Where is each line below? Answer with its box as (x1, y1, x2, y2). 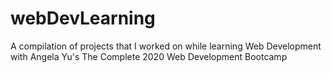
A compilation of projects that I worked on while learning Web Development (10, 40, 322, 52)
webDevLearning (10, 7, 156, 30)
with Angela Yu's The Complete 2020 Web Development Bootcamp (10, 50, 288, 62)
